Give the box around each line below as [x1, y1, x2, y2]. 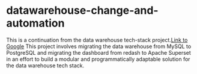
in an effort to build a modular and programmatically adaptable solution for [6, 55, 190, 63]
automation [6, 16, 65, 30]
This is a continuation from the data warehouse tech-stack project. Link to [6, 36, 188, 43]
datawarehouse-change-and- [6, 4, 159, 17]
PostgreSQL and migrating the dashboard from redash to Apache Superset [6, 49, 191, 56]
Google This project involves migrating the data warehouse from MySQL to [6, 43, 192, 50]
